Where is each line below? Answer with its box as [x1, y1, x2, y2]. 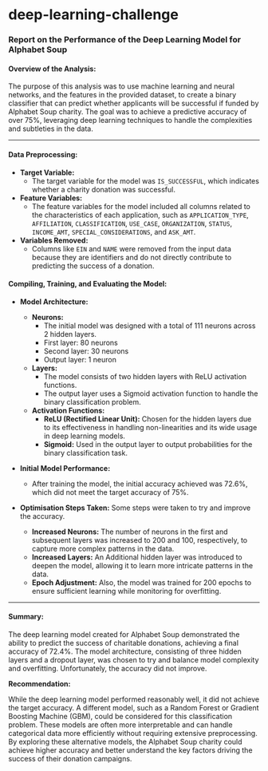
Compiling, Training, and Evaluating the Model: [8, 279, 167, 289]
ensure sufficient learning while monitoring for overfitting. [31, 586, 222, 595]
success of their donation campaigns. [8, 753, 132, 763]
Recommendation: [8, 678, 71, 688]
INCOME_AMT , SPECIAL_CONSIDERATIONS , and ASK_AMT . [31, 227, 196, 236]
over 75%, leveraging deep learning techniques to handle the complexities [8, 116, 253, 125]
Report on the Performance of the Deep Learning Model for [8, 34, 242, 45]
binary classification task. [43, 448, 128, 457]
